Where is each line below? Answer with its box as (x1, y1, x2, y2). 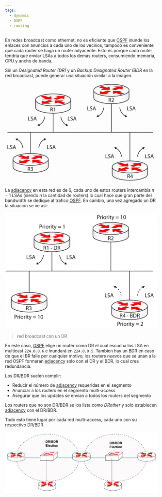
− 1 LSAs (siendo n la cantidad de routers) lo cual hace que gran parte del (5, 193, 152, 199)
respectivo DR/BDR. (5, 422, 45, 428)
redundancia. (5, 363, 32, 369)
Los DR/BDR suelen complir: (5, 373, 62, 378)
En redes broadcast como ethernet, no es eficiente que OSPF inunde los (5, 37, 150, 43)
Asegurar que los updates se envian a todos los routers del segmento (12, 393, 151, 398)
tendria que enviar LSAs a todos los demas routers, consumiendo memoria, (5, 53, 156, 59)
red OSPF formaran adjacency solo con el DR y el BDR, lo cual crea (5, 358, 139, 364)
